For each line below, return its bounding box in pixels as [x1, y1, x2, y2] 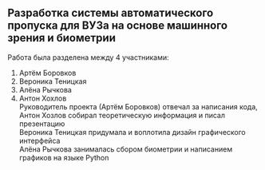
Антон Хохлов [18, 93, 67, 103]
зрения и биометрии [7, 31, 117, 45]
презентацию [18, 119, 65, 128]
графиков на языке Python [18, 152, 109, 162]
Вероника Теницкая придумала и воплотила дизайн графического [18, 127, 247, 136]
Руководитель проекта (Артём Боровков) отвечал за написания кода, [18, 101, 259, 111]
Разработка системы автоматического [7, 6, 214, 20]
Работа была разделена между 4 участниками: [7, 52, 169, 62]
